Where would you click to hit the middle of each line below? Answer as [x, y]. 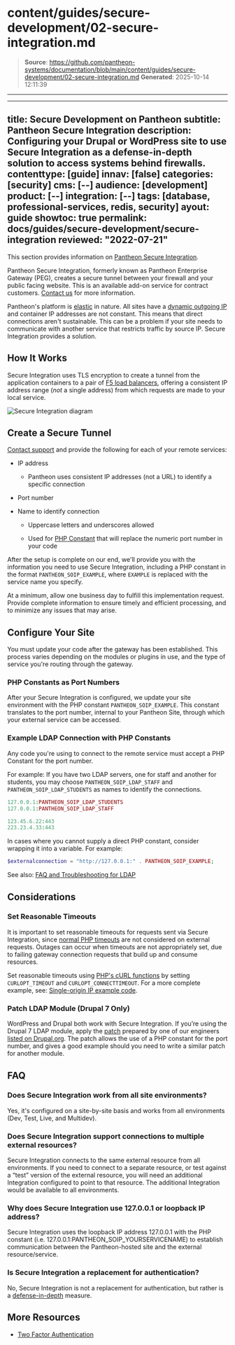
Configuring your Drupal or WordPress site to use [117, 142]
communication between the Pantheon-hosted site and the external [105, 1247]
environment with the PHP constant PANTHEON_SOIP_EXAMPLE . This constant [113, 705]
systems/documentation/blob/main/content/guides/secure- [110, 69]
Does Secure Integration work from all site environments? [107, 1096]
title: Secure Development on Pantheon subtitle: [114, 119]
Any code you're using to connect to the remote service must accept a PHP [116, 753]
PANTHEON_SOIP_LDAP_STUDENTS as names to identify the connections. [105, 789]
